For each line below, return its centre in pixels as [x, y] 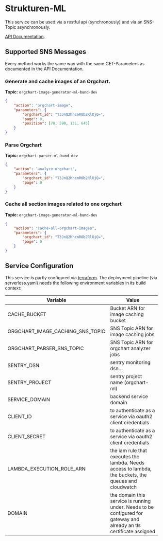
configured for [126, 513]
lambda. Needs [127, 463]
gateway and [125, 519]
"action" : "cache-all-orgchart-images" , [55, 228]
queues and [123, 481]
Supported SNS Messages [46, 52]
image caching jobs [132, 334]
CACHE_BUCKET [27, 314]
